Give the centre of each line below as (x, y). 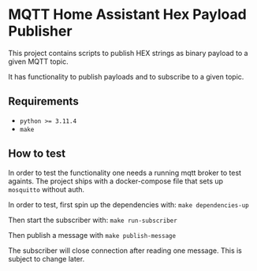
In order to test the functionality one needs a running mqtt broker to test (125, 173)
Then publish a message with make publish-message (92, 235)
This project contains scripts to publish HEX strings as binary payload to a (128, 53)
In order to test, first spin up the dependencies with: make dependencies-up (129, 204)
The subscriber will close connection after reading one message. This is (125, 251)
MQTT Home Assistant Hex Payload (127, 15)
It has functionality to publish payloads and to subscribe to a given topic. (126, 76)
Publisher (40, 31)
